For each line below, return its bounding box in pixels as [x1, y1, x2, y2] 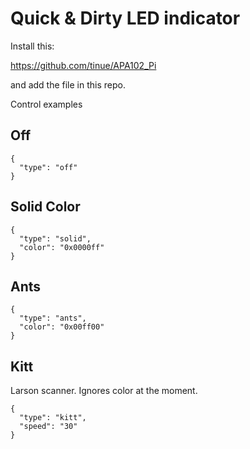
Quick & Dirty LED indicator [10, 7, 241, 30]
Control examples [10, 98, 83, 110]
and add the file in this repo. [10, 78, 126, 91]
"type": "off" [19, 162, 78, 172]
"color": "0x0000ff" [19, 242, 105, 252]
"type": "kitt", [19, 413, 87, 423]
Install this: [10, 40, 55, 52]
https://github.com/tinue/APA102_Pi [10, 59, 157, 71]
